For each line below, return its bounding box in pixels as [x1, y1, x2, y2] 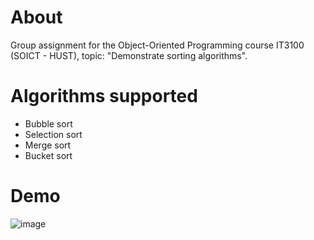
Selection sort [24, 128, 83, 140]
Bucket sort [24, 149, 73, 161]
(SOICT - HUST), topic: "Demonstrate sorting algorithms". [10, 49, 248, 61]
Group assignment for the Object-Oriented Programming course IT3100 [10, 39, 305, 51]
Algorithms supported [10, 85, 198, 108]
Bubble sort [24, 117, 73, 130]
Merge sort [24, 139, 72, 151]
